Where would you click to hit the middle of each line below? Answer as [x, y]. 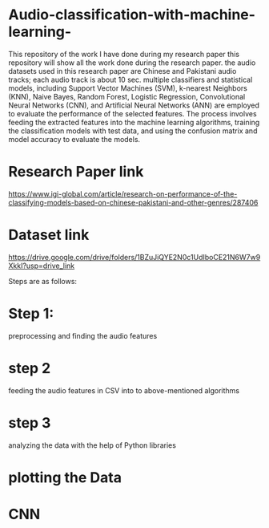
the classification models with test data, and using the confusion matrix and [133, 131]
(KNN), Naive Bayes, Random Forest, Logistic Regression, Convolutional [127, 96]
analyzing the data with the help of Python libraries [92, 445]
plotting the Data [65, 477]
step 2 [30, 368]
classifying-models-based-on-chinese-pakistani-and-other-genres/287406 [133, 202]
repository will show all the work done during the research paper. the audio [132, 63]
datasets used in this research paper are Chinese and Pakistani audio [122, 71]
